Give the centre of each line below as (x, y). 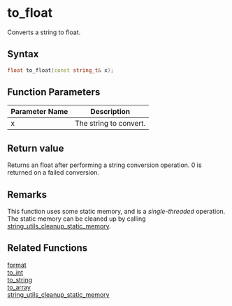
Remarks (27, 195)
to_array (19, 287)
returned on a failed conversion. (53, 173)
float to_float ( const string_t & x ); (60, 70)
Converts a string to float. (44, 32)
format (17, 265)
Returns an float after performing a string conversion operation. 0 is (104, 165)
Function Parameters (54, 92)
